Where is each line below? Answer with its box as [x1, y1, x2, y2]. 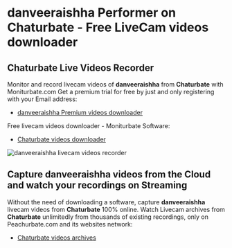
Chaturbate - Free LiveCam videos [7, 19, 209, 35]
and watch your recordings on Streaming [7, 179, 188, 191]
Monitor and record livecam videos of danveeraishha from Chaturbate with [7, 80, 224, 88]
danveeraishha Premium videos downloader [17, 109, 143, 116]
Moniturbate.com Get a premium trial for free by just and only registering [7, 88, 215, 96]
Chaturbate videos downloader [17, 135, 106, 143]
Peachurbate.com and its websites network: [7, 220, 133, 228]
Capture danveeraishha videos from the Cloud [7, 168, 211, 181]
